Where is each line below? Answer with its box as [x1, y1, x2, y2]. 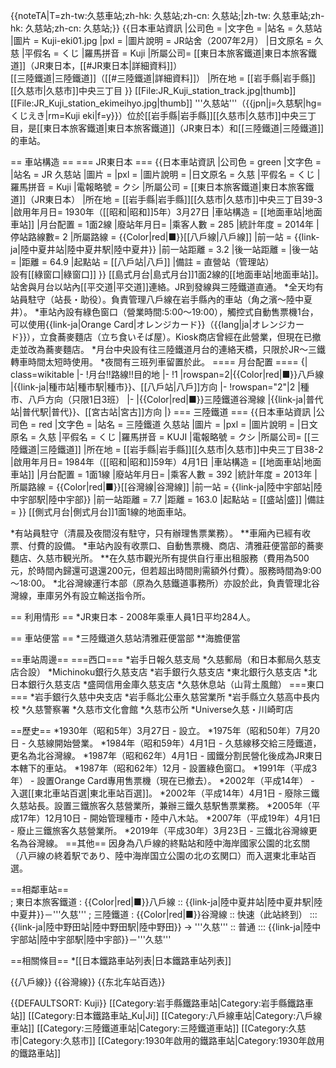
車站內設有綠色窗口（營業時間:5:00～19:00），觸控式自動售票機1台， [38, 306, 319, 318]
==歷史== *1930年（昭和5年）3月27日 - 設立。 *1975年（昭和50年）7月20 [10, 725, 321, 736]
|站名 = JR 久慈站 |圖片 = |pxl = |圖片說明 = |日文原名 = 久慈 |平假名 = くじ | [10, 169, 321, 180]
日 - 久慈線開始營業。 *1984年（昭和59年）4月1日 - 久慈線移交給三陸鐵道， [10, 737, 322, 749]
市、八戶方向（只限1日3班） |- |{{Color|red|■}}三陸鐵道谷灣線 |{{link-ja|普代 [10, 394, 324, 405]
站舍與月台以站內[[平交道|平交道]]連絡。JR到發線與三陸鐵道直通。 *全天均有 [10, 281, 325, 293]
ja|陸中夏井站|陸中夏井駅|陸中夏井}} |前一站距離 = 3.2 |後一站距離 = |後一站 [10, 244, 319, 255]
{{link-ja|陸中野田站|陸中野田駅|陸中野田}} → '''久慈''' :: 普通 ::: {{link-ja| [10, 921, 304, 933]
